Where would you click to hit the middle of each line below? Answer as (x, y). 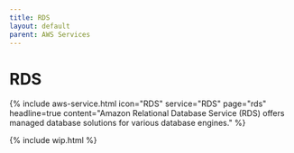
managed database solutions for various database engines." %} (128, 123)
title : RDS (30, 18)
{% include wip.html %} (53, 140)
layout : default (40, 26)
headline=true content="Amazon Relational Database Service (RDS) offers (147, 113)
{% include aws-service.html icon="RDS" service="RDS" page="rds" (138, 103)
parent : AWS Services (50, 34)
